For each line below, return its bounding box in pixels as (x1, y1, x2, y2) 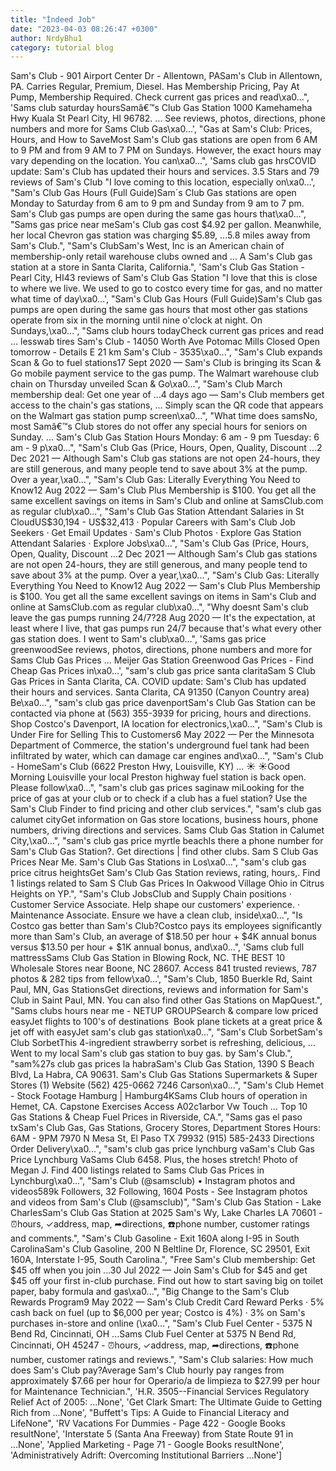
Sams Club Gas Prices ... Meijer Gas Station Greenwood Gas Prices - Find (10, 654, 314, 666)
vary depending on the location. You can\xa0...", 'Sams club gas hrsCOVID (10, 155, 317, 167)
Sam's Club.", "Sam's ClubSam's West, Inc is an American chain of (10, 240, 285, 252)
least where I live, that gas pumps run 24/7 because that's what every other (10, 622, 322, 635)
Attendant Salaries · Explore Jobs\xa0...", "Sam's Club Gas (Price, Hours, (10, 537, 309, 550)
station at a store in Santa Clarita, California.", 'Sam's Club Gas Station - (10, 261, 305, 273)
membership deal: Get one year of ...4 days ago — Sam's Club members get (10, 389, 325, 401)
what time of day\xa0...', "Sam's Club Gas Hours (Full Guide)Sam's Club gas (10, 293, 323, 305)
